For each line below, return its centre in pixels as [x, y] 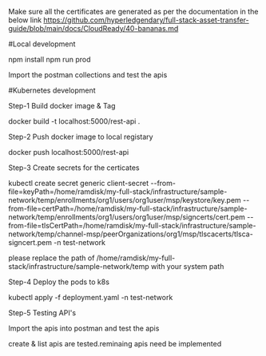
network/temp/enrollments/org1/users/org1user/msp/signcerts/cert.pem [127, 217]
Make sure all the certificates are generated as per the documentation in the [133, 12]
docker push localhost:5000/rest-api [69, 152]
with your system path [187, 266]
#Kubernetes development [52, 90]
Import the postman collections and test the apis [88, 75]
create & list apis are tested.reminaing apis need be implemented [115, 344]
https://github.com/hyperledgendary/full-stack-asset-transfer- [146, 20]
